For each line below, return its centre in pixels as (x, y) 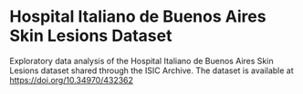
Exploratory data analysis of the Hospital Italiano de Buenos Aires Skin (141, 61)
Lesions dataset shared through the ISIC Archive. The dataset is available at (151, 70)
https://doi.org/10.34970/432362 (72, 80)
